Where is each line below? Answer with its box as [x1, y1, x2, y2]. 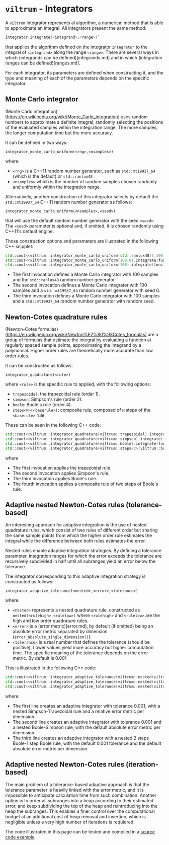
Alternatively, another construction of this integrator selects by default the [5, 193, 158, 199]
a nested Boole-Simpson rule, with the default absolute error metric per [12, 724, 161, 730]
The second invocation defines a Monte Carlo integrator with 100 [12, 282, 147, 288]
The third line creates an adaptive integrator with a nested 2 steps [12, 735, 149, 741]
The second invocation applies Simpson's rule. [12, 470, 110, 476]
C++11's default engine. [5, 228, 54, 234]
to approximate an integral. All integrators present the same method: [5, 25, 147, 31]
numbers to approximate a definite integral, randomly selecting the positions [5, 119, 163, 125]
